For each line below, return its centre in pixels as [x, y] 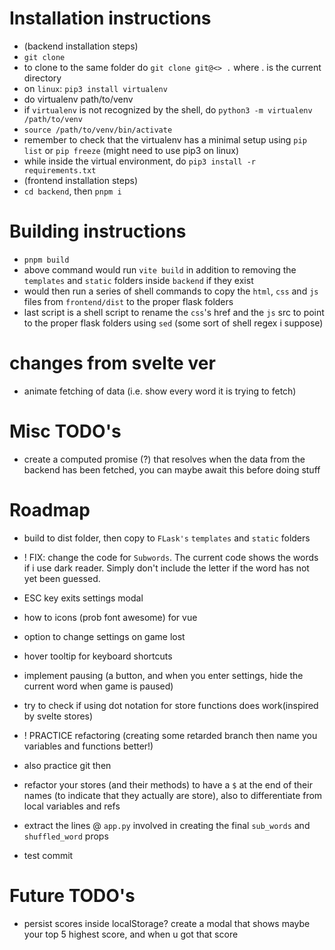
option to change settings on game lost [104, 636]
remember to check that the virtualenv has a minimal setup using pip [165, 139]
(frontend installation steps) [81, 180]
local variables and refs [72, 806]
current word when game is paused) [98, 686]
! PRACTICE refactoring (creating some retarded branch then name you [170, 735]
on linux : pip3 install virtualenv [95, 88]
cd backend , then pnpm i [72, 191]
